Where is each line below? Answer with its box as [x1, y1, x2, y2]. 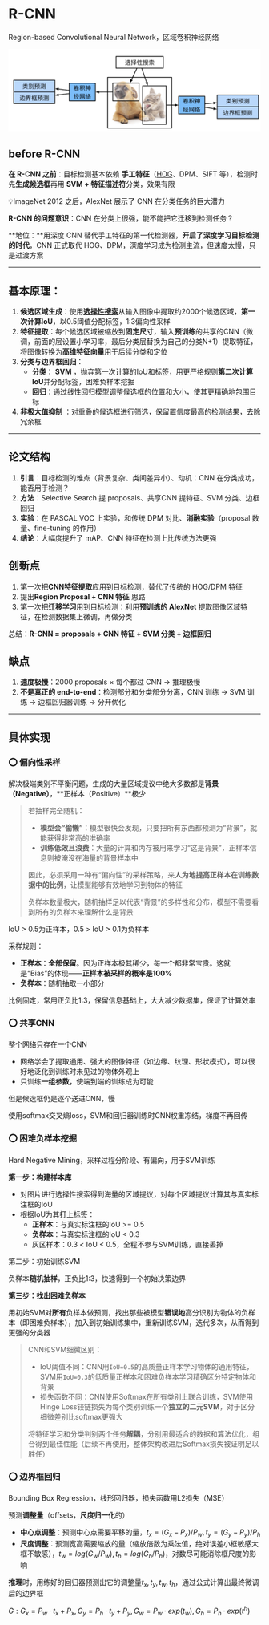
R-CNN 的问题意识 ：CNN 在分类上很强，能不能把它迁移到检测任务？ [8, 213, 235, 223]
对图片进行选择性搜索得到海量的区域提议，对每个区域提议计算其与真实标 [19, 1189, 259, 1199]
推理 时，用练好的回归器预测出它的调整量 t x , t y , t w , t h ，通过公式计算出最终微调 [8, 1577, 259, 1589]
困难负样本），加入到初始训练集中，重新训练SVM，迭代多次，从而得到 [29, 1317, 259, 1327]
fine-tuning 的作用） [34, 523, 102, 533]
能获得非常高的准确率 [39, 833, 110, 843]
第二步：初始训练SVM [8, 1256, 81, 1266]
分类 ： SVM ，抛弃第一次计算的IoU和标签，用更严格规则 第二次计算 [31, 367, 254, 376]
